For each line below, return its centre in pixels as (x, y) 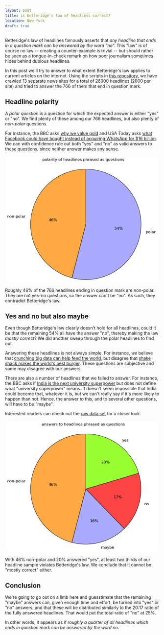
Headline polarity (32, 102)
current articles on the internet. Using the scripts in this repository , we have (81, 76)
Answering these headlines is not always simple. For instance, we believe (79, 353)
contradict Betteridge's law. (33, 301)
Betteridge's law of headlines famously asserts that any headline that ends (81, 40)
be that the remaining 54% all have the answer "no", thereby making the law (82, 333)
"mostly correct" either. (29, 570)
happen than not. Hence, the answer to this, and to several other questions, (81, 399)
